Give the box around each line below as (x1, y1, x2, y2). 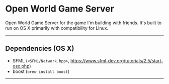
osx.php (12, 63, 30, 69)
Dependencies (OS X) (5, 44, 74, 53)
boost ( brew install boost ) (12, 68, 70, 74)
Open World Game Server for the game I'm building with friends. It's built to (5, 20, 162, 26)
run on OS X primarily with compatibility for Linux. (5, 25, 109, 31)
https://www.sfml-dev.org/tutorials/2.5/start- (70, 57, 163, 63)
